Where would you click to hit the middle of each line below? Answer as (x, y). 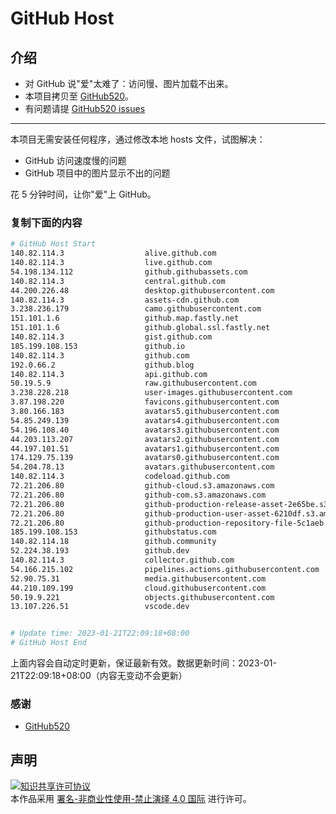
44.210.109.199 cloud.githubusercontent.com (138, 588)
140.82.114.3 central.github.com (118, 281)
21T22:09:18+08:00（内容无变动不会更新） (99, 676)
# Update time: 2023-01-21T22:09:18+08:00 (100, 633)
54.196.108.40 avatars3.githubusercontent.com (145, 430)
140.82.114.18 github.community (113, 542)
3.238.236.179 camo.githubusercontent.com (136, 309)
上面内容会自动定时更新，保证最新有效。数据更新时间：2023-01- (143, 663)
